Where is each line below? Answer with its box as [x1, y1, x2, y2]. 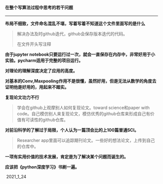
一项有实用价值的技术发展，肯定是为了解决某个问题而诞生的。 [5, 154, 129, 160]
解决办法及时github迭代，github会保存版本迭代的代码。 [16, 31, 128, 37]
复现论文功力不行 [5, 94, 39, 100]
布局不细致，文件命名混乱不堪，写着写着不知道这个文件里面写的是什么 [5, 21, 146, 27]
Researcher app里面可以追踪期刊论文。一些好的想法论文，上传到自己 [16, 138, 155, 143]
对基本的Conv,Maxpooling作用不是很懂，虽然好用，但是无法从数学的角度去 [5, 78, 157, 84]
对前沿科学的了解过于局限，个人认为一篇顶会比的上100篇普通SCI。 [5, 127, 139, 133]
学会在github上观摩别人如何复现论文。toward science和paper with [16, 105, 150, 111]
